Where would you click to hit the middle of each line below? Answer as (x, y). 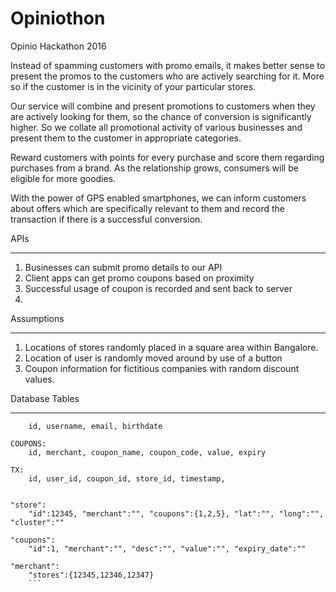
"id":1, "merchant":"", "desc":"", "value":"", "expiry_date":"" (167, 548)
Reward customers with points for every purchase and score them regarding (167, 157)
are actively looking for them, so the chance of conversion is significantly (161, 116)
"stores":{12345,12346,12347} (91, 575)
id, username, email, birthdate (95, 426)
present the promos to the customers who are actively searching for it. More (167, 76)
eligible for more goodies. (63, 178)
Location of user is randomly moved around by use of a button (153, 358)
